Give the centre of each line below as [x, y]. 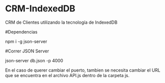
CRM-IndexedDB [40, 9]
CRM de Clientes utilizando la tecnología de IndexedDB [61, 22]
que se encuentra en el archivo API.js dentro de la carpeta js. [67, 75]
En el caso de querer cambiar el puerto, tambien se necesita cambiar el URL [83, 70]
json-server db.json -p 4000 [34, 60]
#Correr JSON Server [27, 51]
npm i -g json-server [26, 41]
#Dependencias [21, 32]
